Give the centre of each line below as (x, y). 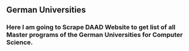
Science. (20, 42)
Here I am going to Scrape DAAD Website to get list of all (91, 27)
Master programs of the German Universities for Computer (95, 35)
